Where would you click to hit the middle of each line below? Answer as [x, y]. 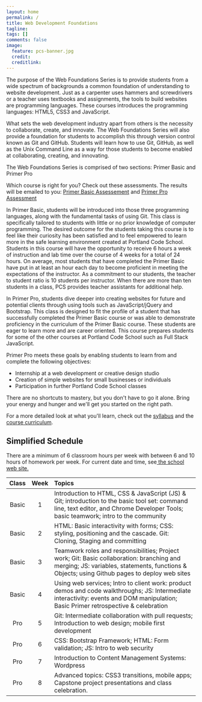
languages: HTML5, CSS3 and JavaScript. [58, 112]
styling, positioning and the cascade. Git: [112, 534]
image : [14, 46]
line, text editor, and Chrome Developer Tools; [118, 509]
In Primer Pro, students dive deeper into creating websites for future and [96, 298]
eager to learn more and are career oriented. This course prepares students [100, 330]
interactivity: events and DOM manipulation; [115, 598]
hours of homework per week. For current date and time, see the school [95, 462]
